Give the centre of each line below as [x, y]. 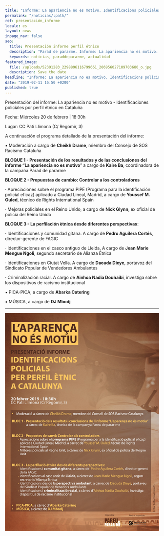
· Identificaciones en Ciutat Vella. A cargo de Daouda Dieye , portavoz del [79, 263]
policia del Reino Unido [28, 214]
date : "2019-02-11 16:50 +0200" [38, 83]
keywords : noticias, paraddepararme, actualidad [60, 57]
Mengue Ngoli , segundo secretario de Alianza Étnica [58, 253]
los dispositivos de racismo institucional [45, 282]
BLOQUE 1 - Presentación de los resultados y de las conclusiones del [76, 160]
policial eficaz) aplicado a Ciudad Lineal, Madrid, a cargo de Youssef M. [78, 194]
